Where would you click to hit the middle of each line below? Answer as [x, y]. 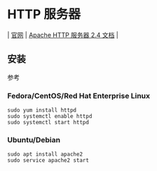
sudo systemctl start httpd [48, 123]
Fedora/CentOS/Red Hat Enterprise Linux [79, 96]
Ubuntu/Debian [34, 140]
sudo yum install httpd [42, 110]
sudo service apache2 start [48, 161]
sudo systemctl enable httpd [50, 117]
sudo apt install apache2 [45, 154]
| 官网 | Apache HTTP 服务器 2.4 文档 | [63, 35]
